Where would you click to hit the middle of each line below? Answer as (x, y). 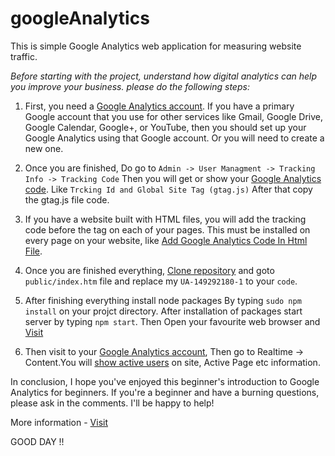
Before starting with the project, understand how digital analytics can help (164, 76)
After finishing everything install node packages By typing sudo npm (163, 300)
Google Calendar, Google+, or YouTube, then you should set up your (165, 127)
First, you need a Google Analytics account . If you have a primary (159, 106)
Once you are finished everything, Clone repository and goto (149, 270)
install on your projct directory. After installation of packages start (163, 311)
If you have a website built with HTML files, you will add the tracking (165, 219)
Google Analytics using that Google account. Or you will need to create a (174, 138)
